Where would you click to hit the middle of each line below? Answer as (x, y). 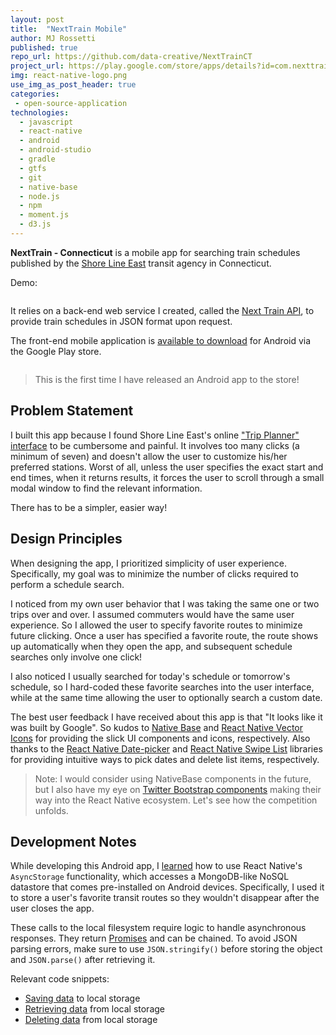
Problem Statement (72, 411)
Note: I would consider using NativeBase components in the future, (173, 778)
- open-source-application (71, 103)
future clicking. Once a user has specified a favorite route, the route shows (164, 635)
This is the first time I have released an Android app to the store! (167, 379)
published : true (44, 47)
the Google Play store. (56, 351)
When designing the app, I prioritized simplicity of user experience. (149, 563)
